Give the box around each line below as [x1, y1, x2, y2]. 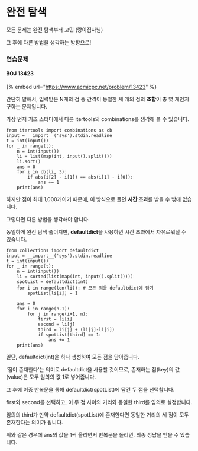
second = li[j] [37, 322, 76, 328]
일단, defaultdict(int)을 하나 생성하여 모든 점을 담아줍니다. [6, 354, 140, 361]
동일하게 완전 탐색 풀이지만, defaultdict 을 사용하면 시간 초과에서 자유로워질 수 [6, 228, 187, 236]
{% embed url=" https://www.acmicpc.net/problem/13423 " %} [6, 84, 157, 91]
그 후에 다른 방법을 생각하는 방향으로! [6, 39, 92, 46]
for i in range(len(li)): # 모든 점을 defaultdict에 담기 [17, 285, 154, 291]
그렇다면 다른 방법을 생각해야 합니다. [6, 216, 90, 223]
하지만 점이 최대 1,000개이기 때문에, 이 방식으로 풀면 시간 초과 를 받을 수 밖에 [6, 196, 181, 203]
